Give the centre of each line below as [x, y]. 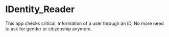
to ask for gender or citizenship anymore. [49, 28]
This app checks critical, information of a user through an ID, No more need [85, 23]
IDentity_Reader [40, 9]
